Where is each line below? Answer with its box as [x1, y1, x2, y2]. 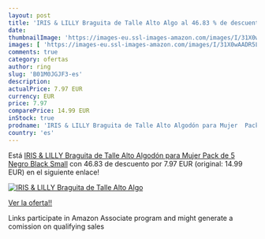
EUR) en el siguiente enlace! [8, 167, 100, 177]
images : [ [8, 41, 41, 49]
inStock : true [8, 114, 55, 122]
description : [8, 77, 51, 85]
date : [8, 26, 26, 34]
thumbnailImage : [8, 33, 62, 42]
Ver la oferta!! [8, 198, 53, 207]
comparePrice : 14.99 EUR [8, 107, 90, 115]
